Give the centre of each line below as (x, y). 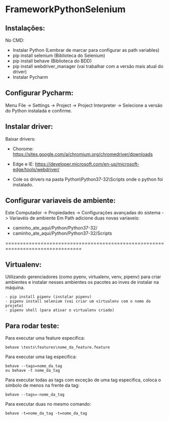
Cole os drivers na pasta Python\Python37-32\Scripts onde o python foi (88, 179)
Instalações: (25, 28)
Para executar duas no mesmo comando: (48, 404)
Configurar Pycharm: (39, 93)
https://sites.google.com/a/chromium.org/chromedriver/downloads (83, 154)
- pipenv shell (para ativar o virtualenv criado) (60, 310)
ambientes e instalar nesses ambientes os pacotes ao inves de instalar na (82, 282)
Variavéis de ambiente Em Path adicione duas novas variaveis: (74, 218)
